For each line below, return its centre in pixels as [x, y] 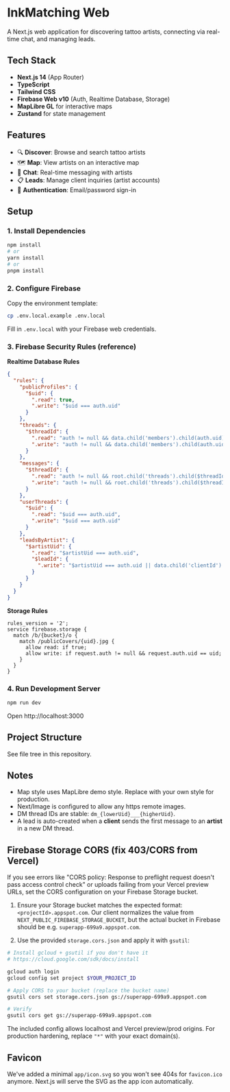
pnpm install [26, 270]
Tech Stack [31, 61]
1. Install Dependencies [47, 231]
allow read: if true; [56, 647]
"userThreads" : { [44, 502]
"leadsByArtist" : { [47, 540]
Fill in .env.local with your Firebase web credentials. [82, 329]
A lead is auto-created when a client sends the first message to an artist [119, 821]
